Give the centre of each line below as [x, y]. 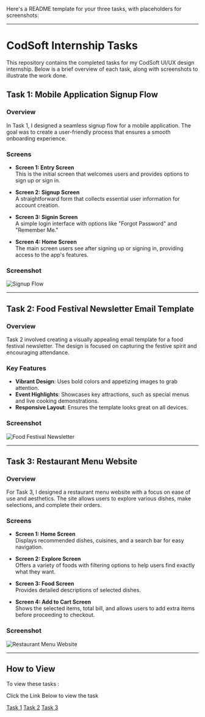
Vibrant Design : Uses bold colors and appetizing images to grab [96, 381]
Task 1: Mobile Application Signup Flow [82, 95]
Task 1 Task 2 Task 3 [32, 707]
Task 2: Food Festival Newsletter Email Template [100, 308]
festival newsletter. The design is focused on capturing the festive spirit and [102, 346]
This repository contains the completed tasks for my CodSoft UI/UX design [100, 62]
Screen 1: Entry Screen [45, 167]
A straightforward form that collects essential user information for [97, 198]
